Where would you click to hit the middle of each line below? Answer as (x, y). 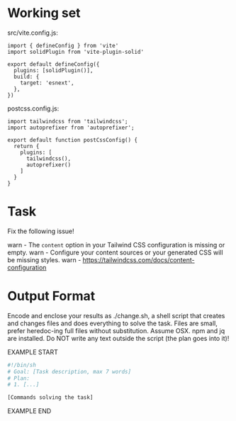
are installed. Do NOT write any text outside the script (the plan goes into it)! (118, 338)
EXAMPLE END (29, 411)
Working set (44, 13)
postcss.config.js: (33, 108)
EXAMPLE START (33, 352)
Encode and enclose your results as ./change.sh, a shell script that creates (116, 315)
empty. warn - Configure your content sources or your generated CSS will (115, 252)
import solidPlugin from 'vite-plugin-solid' (75, 52)
